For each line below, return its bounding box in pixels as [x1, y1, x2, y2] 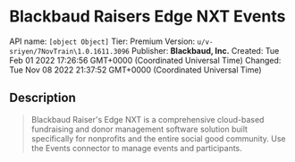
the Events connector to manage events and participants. [30, 142, 243, 153]
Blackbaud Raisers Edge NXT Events [9, 6, 286, 27]
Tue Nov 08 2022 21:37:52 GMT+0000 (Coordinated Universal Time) [9, 64, 262, 75]
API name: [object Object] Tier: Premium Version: [9, 36, 196, 47]
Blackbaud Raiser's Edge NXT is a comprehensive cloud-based [30, 114, 265, 124]
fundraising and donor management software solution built [30, 124, 249, 134]
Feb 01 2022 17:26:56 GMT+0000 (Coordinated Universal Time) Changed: [9, 55, 282, 65]
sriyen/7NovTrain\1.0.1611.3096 [9, 47, 130, 55]
